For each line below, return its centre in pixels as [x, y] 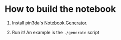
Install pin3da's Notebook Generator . [50, 23]
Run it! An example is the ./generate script [56, 32]
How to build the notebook [60, 9]
